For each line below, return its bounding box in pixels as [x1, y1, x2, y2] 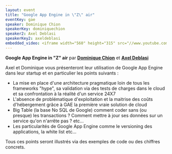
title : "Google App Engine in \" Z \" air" [5, 12, 95, 17]
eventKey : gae [5, 17, 36, 22]
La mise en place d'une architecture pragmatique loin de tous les [12, 80, 150, 86]
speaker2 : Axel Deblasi [5, 31, 56, 36]
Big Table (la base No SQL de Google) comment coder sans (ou [12, 107, 147, 113]
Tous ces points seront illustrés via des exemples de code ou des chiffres [5, 138, 160, 144]
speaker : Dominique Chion [5, 21, 60, 27]
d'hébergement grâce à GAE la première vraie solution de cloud [12, 101, 147, 108]
